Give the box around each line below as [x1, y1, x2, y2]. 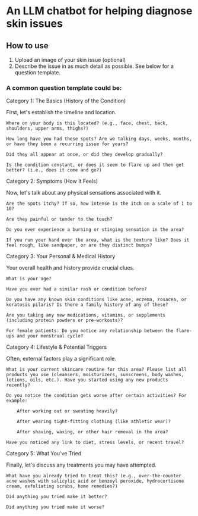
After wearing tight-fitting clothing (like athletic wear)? [17, 418, 171, 425]
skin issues [6, 17, 63, 30]
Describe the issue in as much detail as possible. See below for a [14, 62, 174, 70]
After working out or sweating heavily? [17, 408, 118, 414]
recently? [6, 382, 31, 388]
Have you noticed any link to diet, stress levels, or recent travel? [6, 439, 184, 446]
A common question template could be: [6, 83, 122, 92]
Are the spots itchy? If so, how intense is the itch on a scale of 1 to [6, 201, 193, 207]
